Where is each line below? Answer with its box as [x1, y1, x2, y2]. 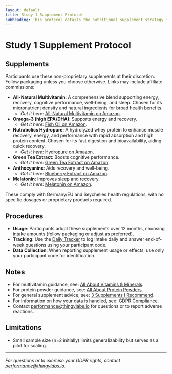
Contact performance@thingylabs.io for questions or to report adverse [12, 303, 162, 309]
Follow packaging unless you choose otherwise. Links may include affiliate [5, 79, 163, 85]
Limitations [5, 323, 42, 332]
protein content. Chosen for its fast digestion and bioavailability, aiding [12, 138, 162, 144]
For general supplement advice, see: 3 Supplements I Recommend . [12, 292, 155, 298]
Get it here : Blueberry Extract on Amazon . [20, 171, 109, 177]
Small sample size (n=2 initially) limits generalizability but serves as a [12, 337, 159, 343]
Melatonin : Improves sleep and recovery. [12, 176, 100, 182]
